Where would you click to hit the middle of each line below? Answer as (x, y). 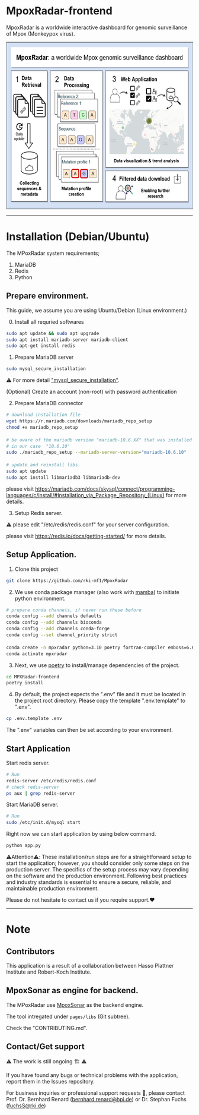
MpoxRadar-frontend (59, 11)
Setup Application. (41, 555)
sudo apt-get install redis (41, 346)
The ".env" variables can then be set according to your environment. (90, 730)
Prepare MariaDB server (44, 357)
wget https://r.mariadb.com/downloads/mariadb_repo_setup (79, 421)
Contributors (31, 951)
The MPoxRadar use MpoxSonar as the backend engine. (75, 1005)
